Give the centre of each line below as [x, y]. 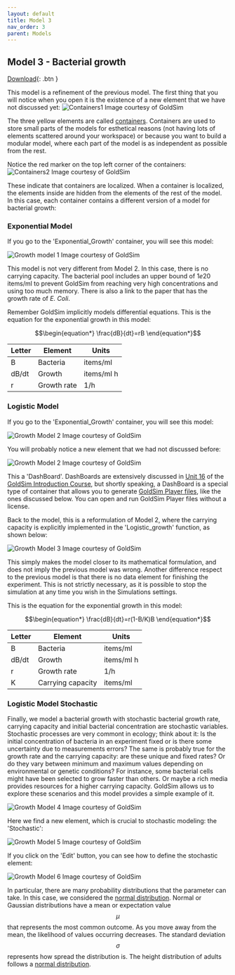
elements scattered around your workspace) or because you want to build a [117, 136]
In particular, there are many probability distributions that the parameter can [117, 890]
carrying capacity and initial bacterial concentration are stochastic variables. [118, 726]
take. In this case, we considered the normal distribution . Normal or [105, 898]
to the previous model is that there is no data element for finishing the [108, 576]
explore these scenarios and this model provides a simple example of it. [111, 793]
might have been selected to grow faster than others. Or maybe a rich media [117, 778]
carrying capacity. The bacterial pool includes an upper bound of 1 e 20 [109, 276]
